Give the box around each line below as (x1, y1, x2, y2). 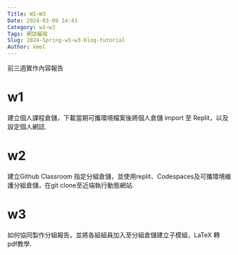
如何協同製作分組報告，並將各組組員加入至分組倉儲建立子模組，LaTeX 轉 (7, 230, 220, 239)
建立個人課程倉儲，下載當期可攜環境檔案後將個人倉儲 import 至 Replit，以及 (7, 113, 229, 121)
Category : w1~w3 (7, 23, 55, 31)
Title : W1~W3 (7, 10, 46, 18)
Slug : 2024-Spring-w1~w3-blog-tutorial (7, 37, 126, 44)
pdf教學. (7, 239, 32, 248)
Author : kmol (7, 43, 46, 50)
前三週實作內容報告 (7, 64, 64, 72)
